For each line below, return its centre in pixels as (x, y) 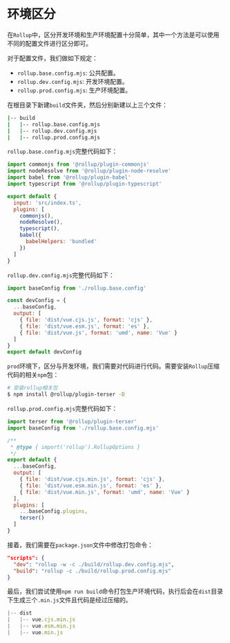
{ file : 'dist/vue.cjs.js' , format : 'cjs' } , (86, 320)
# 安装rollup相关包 (32, 388)
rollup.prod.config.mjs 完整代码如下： (63, 409)
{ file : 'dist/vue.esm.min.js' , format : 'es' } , (91, 486)
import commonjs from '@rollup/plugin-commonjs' (78, 165)
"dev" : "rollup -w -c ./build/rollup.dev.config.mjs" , (94, 564)
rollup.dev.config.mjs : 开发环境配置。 (73, 81)
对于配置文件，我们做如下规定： (52, 58)
